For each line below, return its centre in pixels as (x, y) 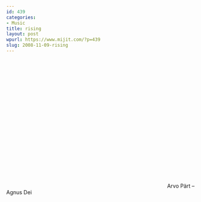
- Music (16, 23)
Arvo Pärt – (181, 186)
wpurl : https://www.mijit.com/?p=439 (53, 40)
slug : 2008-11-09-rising (37, 46)
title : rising (24, 28)
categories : (21, 17)
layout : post (22, 34)
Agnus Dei (19, 192)
